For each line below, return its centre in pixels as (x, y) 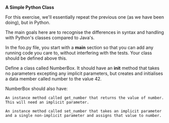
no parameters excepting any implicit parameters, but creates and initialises (84, 73)
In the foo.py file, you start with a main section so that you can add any (79, 47)
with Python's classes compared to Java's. (50, 38)
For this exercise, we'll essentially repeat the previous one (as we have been (85, 17)
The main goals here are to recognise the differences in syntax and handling (85, 32)
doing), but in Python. (28, 23)
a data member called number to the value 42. (54, 79)
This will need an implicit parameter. (47, 102)
